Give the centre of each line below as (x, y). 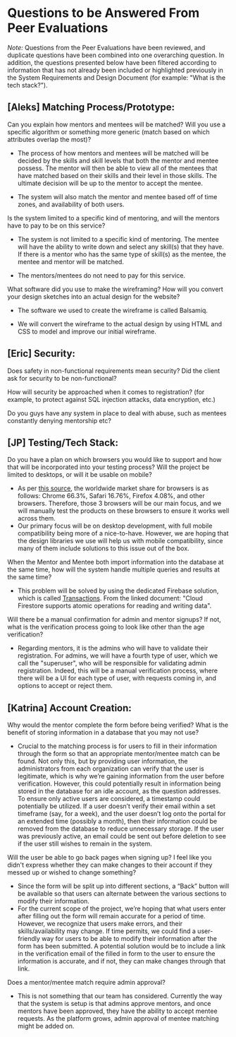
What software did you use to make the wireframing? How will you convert (115, 289)
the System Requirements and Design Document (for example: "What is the (117, 77)
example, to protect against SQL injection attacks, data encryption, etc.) (112, 399)
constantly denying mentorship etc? (59, 420)
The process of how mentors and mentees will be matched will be (113, 153)
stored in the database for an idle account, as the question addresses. (119, 791)
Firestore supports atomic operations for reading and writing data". (114, 606)
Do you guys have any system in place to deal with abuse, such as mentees (117, 413)
